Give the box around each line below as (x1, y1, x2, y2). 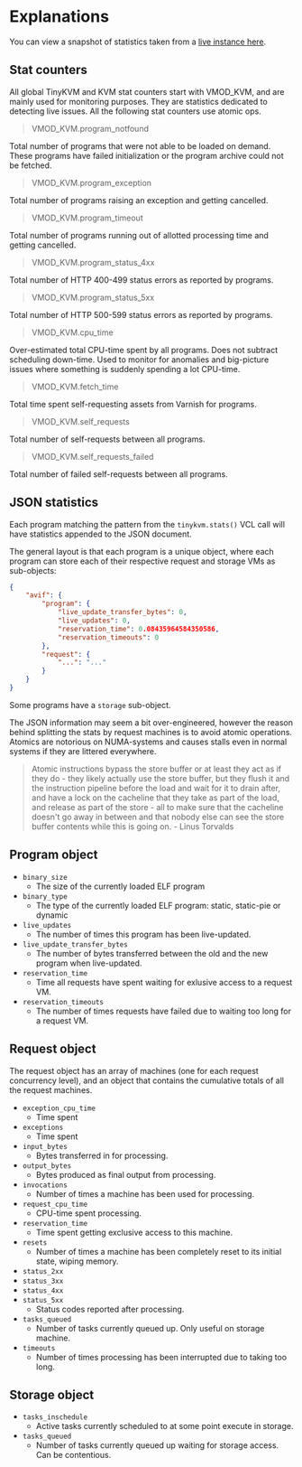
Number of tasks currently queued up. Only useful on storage (35, 1322, 265, 1333)
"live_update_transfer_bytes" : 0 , (57, 608, 188, 617)
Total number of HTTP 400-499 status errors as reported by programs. (9, 274, 274, 285)
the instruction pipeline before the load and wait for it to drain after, (31, 782, 281, 793)
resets (22, 1238, 48, 1247)
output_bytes (22, 1161, 72, 1171)
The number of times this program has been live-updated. (35, 929, 252, 939)
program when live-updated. (35, 958, 142, 968)
